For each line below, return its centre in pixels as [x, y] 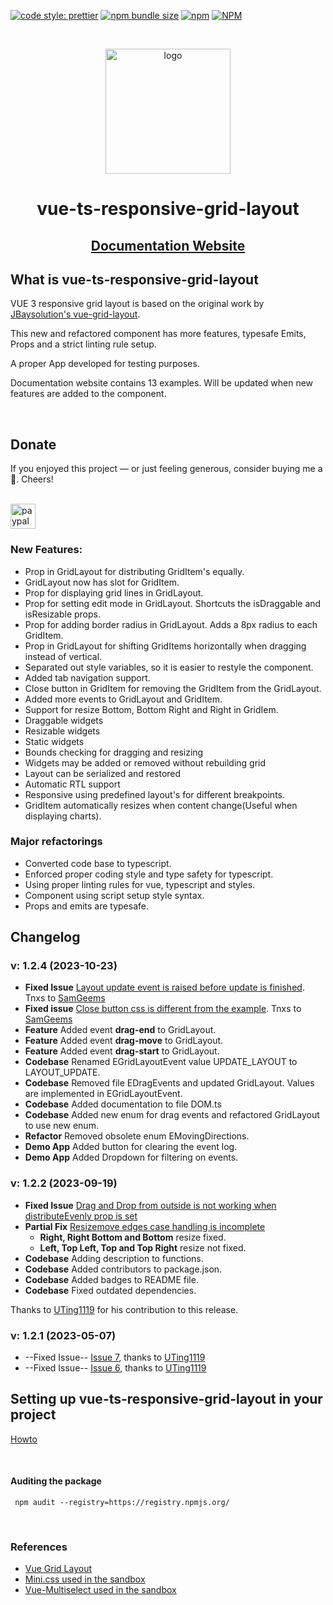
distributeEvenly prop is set [81, 1216]
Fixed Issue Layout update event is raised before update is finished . [164, 987]
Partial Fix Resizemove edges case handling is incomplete [145, 1226]
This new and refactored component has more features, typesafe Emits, [158, 334]
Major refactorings [56, 842]
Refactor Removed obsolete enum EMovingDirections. [137, 1136]
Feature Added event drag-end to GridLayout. [120, 1030]
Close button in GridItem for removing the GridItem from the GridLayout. [173, 688]
